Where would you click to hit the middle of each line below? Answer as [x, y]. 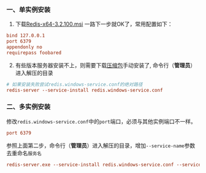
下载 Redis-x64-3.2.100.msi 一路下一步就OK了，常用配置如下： [94, 24]
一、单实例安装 [29, 9]
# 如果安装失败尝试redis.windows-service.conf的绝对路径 [74, 84]
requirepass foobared [34, 53]
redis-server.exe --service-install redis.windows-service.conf [90, 164]
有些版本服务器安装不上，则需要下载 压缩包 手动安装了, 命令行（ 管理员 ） [105, 65]
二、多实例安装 [29, 107]
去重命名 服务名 [24, 153]
